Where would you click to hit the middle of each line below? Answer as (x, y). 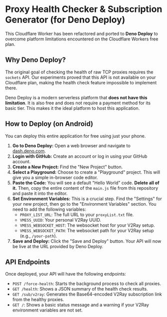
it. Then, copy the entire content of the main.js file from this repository (85, 188)
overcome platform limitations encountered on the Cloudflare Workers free (82, 39)
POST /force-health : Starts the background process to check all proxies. (86, 284)
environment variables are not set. (48, 310)
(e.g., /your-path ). (38, 236)
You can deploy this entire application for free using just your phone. (76, 136)
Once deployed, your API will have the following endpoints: (66, 274)
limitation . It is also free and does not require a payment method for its (78, 103)
